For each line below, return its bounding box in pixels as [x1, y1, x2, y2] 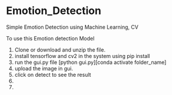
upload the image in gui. [14, 65, 73, 72]
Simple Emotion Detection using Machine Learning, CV [6, 23, 139, 30]
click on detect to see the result [14, 71, 92, 78]
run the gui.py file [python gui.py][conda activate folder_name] [14, 59, 167, 66]
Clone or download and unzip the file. [14, 46, 106, 53]
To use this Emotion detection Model [6, 35, 95, 42]
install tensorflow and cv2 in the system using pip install [14, 52, 150, 59]
